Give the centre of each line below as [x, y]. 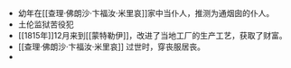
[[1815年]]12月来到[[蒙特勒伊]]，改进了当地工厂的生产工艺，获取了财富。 [152, 35]
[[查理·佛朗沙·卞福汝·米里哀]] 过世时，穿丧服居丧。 [112, 47]
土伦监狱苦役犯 [46, 24]
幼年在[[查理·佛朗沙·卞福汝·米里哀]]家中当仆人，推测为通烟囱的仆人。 [146, 13]
